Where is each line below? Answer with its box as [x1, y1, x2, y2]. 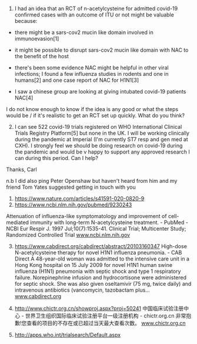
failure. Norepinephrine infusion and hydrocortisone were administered [14, 274, 187, 281]
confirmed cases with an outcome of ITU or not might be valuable [14, 11, 175, 18]
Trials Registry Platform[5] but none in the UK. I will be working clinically [14, 129, 190, 136]
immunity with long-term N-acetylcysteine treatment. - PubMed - [30, 219, 188, 226]
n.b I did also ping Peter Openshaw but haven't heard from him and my [6, 178, 178, 184]
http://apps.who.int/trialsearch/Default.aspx [14, 332, 121, 338]
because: [14, 18, 38, 24]
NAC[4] [14, 94, 34, 101]
